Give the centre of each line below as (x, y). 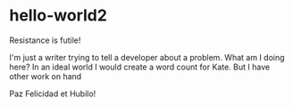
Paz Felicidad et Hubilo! (53, 94)
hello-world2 (58, 16)
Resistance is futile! (45, 40)
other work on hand (46, 76)
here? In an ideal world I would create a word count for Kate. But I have (140, 67)
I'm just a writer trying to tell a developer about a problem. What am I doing (147, 57)
